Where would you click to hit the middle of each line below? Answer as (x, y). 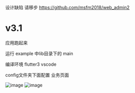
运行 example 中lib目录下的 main (39, 53)
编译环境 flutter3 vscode (31, 64)
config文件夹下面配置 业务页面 (37, 75)
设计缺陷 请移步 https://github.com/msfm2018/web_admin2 (67, 7)
